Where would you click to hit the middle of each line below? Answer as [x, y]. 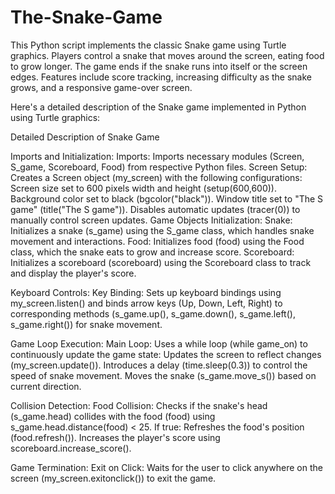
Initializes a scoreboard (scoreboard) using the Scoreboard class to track [161, 262]
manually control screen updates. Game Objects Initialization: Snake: [151, 220]
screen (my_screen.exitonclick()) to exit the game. [113, 478]
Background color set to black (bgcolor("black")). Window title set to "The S [167, 198]
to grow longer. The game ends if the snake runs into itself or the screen [159, 66]
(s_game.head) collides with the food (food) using [113, 416]
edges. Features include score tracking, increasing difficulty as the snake [161, 77]
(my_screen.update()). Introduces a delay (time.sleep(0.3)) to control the [159, 365]
